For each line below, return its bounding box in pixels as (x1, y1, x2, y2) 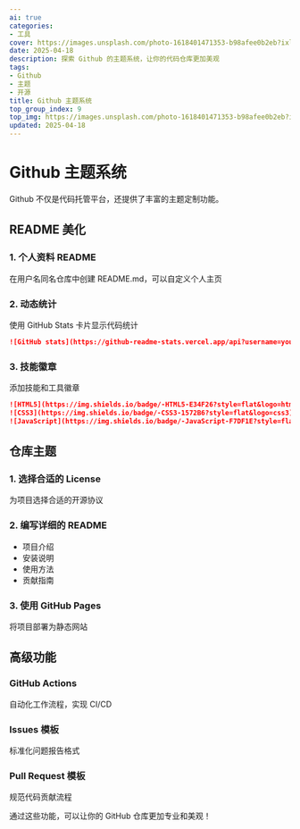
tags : (9, 63, 29, 72)
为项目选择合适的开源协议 (9, 495, 104, 506)
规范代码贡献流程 (9, 791, 72, 802)
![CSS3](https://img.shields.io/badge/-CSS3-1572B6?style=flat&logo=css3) (9, 408, 294, 417)
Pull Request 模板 (9, 769, 86, 782)
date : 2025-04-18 (9, 46, 74, 55)
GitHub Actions (9, 677, 78, 690)
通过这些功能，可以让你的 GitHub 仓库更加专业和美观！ (9, 810, 212, 822)
